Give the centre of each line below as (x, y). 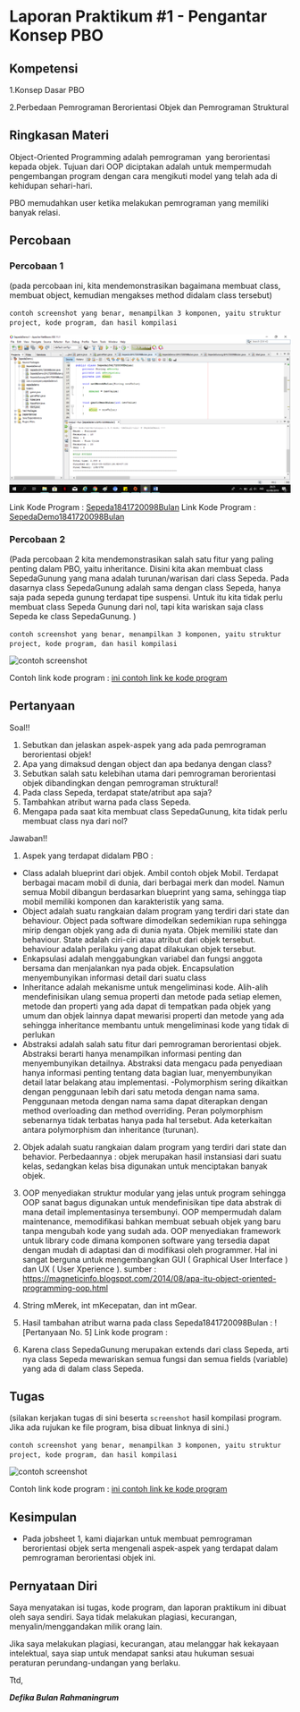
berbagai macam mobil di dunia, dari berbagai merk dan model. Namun (153, 882)
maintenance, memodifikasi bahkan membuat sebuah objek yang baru (151, 1221)
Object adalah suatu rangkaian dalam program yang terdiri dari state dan (156, 911)
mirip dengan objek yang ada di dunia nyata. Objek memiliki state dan (150, 930)
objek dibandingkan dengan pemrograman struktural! (120, 783)
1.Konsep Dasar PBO (47, 90)
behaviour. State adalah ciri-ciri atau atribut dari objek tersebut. (139, 939)
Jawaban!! (29, 838)
